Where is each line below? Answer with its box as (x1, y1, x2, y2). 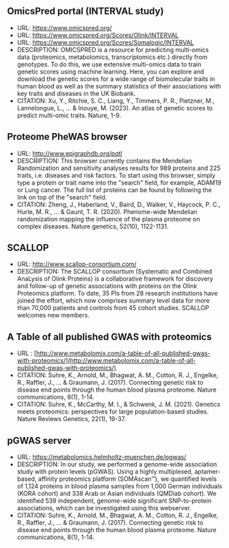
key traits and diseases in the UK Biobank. (16, 89, 136, 97)
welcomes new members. (16, 311, 90, 320)
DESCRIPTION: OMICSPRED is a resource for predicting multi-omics (16, 45, 209, 53)
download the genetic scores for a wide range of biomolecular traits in (16, 75, 215, 83)
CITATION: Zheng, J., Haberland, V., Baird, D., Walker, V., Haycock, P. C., (16, 200, 221, 209)
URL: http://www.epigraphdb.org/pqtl (16, 149, 122, 157)
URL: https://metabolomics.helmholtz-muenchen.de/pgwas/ (16, 453, 187, 462)
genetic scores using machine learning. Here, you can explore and (16, 67, 204, 75)
